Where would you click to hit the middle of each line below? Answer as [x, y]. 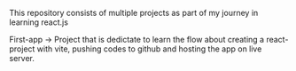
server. [22, 58]
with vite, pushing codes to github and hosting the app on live [149, 49]
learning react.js [39, 22]
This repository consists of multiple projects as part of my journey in [134, 13]
